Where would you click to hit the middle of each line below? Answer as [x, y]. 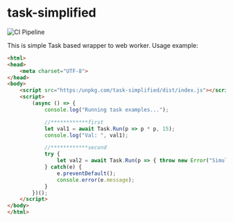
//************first [74, 122]
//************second [76, 148]
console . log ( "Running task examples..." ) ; [106, 110]
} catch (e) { [63, 167]
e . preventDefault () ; [86, 173]
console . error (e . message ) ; [96, 180]
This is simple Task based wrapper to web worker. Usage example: [103, 45]
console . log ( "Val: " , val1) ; [86, 135]
